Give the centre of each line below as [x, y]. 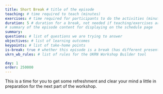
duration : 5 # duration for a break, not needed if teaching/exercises [79, 23]
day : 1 [12, 63]
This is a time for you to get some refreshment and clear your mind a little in [81, 81]
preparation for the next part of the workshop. [51, 86]
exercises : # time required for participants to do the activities [75, 18]
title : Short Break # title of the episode [50, 9]
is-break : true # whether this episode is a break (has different [73, 50]
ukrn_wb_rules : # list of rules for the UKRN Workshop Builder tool [76, 54]
